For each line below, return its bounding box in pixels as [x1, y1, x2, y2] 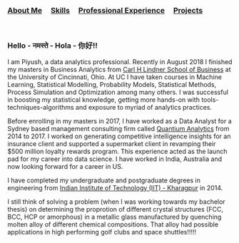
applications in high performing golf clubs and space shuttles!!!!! [7, 227, 197, 236]
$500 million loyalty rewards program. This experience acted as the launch [7, 147, 228, 155]
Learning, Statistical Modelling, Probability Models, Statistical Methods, [7, 80, 217, 88]
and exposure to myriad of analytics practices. [75, 103, 213, 111]
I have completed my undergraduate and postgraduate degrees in [7, 176, 201, 185]
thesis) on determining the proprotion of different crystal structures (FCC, [7, 205, 223, 213]
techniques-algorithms [7, 103, 74, 111]
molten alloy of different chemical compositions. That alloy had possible [7, 219, 219, 229]
